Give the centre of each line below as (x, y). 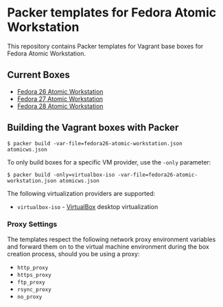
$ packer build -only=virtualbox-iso (61, 175)
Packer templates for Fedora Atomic (112, 13)
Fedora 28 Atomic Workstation (60, 106)
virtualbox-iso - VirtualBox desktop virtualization (87, 206)
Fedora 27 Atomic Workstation (60, 99)
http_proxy (33, 268)
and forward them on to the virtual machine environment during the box (108, 246)
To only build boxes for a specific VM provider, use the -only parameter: (109, 162)
